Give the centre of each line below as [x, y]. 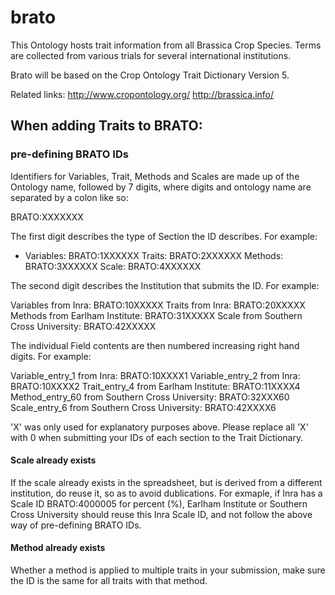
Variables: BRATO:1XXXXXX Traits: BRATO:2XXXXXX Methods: [154, 255]
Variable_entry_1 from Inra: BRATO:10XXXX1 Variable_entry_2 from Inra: [155, 375]
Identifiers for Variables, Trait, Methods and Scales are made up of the [155, 176]
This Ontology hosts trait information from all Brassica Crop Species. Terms [166, 45]
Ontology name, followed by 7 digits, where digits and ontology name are [161, 187]
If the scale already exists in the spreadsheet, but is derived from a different [166, 482]
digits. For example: [51, 356]
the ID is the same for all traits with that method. [109, 581]
